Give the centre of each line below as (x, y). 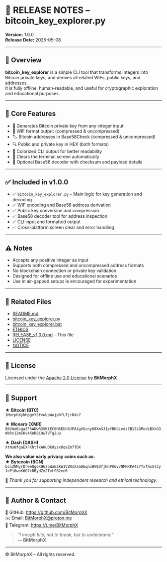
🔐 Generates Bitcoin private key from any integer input (68, 126)
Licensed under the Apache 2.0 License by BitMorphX (61, 378)
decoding (22, 200)
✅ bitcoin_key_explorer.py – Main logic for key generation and (77, 194)
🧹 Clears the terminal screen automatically (56, 156)
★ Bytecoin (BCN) (24, 462)
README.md (25, 314)
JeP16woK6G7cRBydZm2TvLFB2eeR (37, 471)
